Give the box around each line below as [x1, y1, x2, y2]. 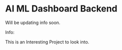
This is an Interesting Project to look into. [5, 38, 89, 45]
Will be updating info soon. [5, 19, 60, 25]
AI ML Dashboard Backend [5, 3, 117, 14]
